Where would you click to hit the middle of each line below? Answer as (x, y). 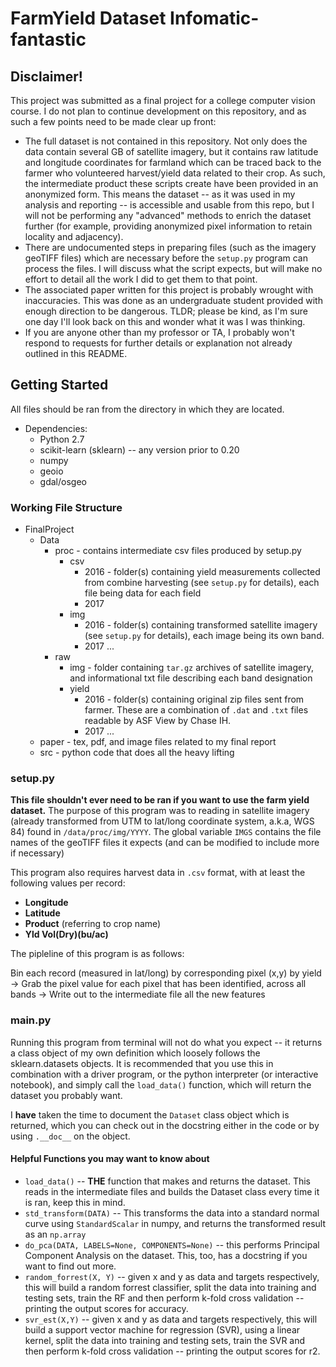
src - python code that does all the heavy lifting (137, 753)
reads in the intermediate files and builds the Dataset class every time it (172, 1191)
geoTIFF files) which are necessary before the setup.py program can (166, 258)
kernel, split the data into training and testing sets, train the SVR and (165, 1340)
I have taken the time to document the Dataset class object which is (150, 1114)
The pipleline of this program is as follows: (97, 954)
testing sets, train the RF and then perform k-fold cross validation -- (164, 1298)
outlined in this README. (76, 353)
